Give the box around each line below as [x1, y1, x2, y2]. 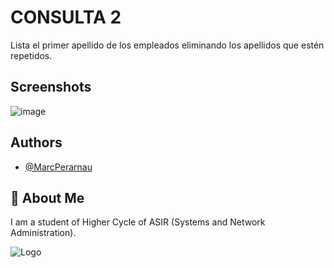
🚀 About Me [10, 189, 85, 206]
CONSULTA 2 [10, 6, 122, 29]
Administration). [10, 227, 77, 239]
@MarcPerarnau [24, 161, 93, 173]
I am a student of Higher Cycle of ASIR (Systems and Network [10, 216, 266, 228]
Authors [10, 134, 63, 151]
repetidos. [10, 49, 53, 61]
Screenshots [10, 79, 92, 96]
